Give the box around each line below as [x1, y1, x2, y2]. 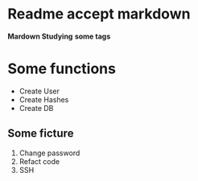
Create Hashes [19, 94, 69, 105]
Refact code [19, 156, 60, 166]
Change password [19, 148, 80, 158]
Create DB [19, 103, 54, 113]
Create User [19, 86, 60, 96]
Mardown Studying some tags [7, 31, 111, 41]
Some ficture [7, 126, 74, 141]
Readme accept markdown [7, 5, 191, 23]
